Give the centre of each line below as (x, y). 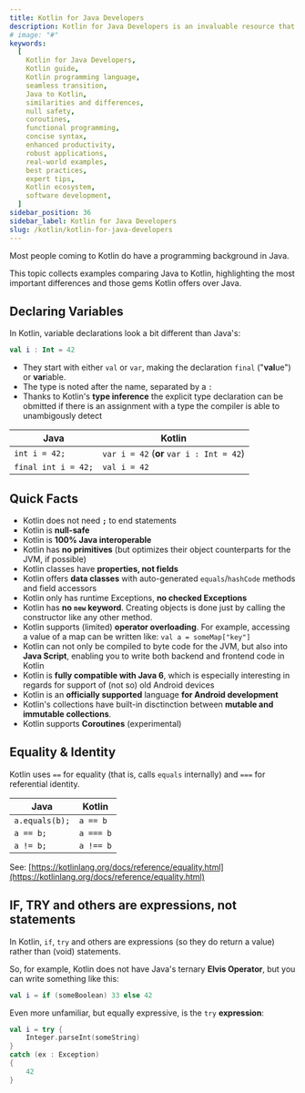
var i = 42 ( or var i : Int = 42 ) (174, 454)
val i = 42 (126, 467)
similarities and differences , (85, 102)
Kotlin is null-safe (56, 530)
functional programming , (73, 128)
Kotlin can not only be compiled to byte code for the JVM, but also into (155, 646)
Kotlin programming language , (83, 77)
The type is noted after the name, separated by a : (117, 387)
